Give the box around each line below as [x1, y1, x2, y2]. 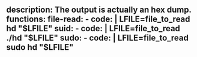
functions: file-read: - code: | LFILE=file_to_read [6, 14, 190, 25]
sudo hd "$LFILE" [6, 42, 74, 53]
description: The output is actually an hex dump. [6, 5, 192, 15]
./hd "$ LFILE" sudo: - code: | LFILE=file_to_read [6, 33, 189, 43]
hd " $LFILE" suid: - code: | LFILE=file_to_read [6, 23, 180, 34]
